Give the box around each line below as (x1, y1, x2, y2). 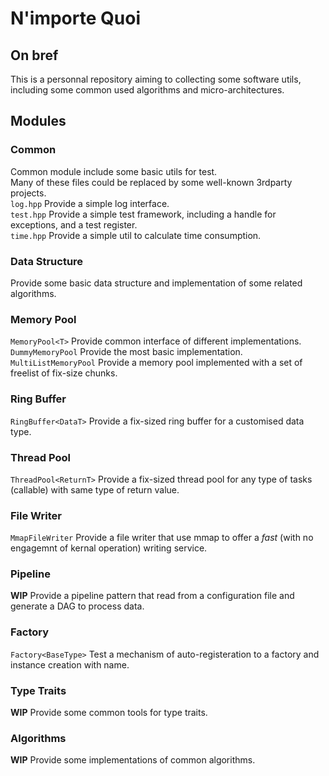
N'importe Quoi (10, 7, 141, 30)
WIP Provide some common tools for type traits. (10, 707, 208, 719)
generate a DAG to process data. (10, 600, 145, 612)
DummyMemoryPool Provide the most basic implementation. (10, 346, 243, 358)
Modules (10, 113, 67, 130)
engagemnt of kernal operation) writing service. (10, 542, 208, 554)
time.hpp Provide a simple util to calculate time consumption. (10, 229, 262, 241)
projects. (10, 187, 47, 199)
